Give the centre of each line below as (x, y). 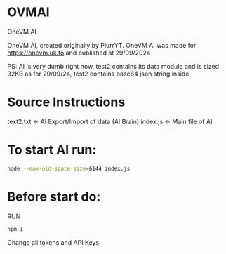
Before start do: (54, 196)
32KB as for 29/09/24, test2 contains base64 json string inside (98, 74)
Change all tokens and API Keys (53, 242)
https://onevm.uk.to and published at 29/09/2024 (79, 53)
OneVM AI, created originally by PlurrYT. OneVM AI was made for (102, 45)
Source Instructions (66, 102)
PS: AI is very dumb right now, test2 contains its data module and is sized (113, 66)
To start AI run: (52, 150)
